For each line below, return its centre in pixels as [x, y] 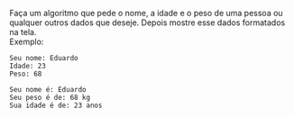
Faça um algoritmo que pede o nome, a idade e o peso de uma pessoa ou [146, 13]
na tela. [23, 32]
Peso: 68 [26, 74]
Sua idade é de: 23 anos [56, 105]
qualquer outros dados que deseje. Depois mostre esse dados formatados [147, 22]
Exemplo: [27, 41]
